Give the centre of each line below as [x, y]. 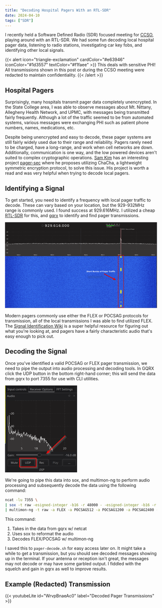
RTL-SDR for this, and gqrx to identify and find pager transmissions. [72, 215]
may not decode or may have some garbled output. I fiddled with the [73, 564]
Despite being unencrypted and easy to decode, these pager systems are [78, 137]
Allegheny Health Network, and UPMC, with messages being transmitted [77, 112]
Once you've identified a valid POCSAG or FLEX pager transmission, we [76, 363]
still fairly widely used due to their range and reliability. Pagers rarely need [79, 142]
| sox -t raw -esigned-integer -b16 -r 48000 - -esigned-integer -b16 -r [81, 505]
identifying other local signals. [35, 50]
